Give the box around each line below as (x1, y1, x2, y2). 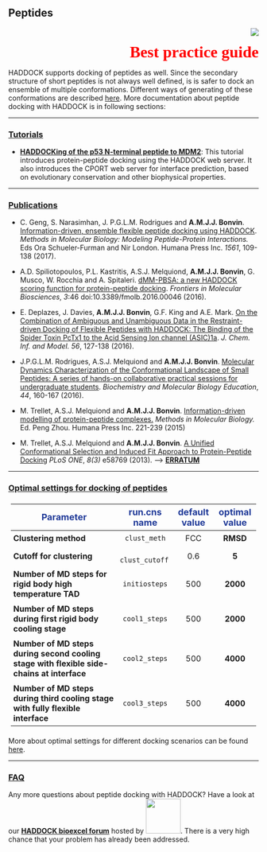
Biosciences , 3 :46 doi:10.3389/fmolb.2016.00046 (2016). (19, 292, 207, 302)
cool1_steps (122, 614, 168, 623)
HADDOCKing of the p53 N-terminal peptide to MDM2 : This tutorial (19, 147, 244, 157)
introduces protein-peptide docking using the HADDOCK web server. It (19, 155, 253, 165)
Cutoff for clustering (13, 550, 93, 562)
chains (13, 667, 40, 679)
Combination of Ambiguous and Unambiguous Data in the (19, 316, 209, 325)
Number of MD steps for (13, 568, 107, 579)
